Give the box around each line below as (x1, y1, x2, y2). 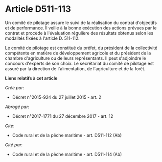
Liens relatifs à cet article (5, 75, 58, 81)
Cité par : (5, 141, 23, 148)
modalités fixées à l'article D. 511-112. (5, 35, 80, 41)
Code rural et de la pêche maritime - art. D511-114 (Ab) (12, 151, 122, 157)
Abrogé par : (5, 104, 29, 109)
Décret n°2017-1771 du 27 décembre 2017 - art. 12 (12, 113, 114, 119)
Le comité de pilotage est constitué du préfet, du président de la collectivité (5, 45, 158, 51)
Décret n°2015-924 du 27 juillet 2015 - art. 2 (12, 94, 102, 100)
